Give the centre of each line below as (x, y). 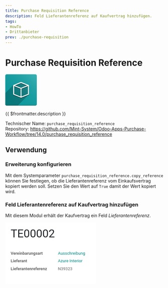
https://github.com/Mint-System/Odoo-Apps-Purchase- (88, 129)
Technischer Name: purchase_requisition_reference (60, 123)
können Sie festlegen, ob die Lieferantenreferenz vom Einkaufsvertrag (78, 181)
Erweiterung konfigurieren (38, 164)
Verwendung (26, 150)
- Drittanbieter (22, 32)
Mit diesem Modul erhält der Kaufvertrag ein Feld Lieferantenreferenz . (78, 215)
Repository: (17, 129)
